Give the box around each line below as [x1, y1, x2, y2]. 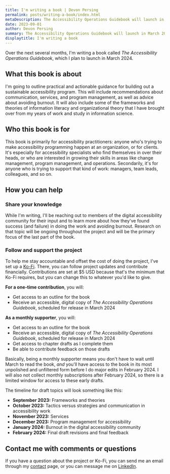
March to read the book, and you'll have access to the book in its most [5, 361, 152, 367]
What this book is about [5, 70, 82, 79]
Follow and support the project [5, 247, 82, 254]
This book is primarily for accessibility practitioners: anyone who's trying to [5, 138, 162, 145]
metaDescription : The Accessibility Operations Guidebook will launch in [5, 17, 164, 22]
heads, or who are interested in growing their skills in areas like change [5, 154, 153, 161]
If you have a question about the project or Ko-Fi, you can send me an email [5, 458, 163, 464]
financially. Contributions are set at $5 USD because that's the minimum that [5, 269, 165, 275]
